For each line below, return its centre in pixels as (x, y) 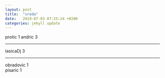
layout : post (18, 10)
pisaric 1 (14, 70)
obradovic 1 (17, 65)
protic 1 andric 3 (21, 37)
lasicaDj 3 (15, 51)
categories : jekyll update (33, 23)
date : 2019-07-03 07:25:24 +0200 (41, 19)
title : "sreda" (22, 14)
